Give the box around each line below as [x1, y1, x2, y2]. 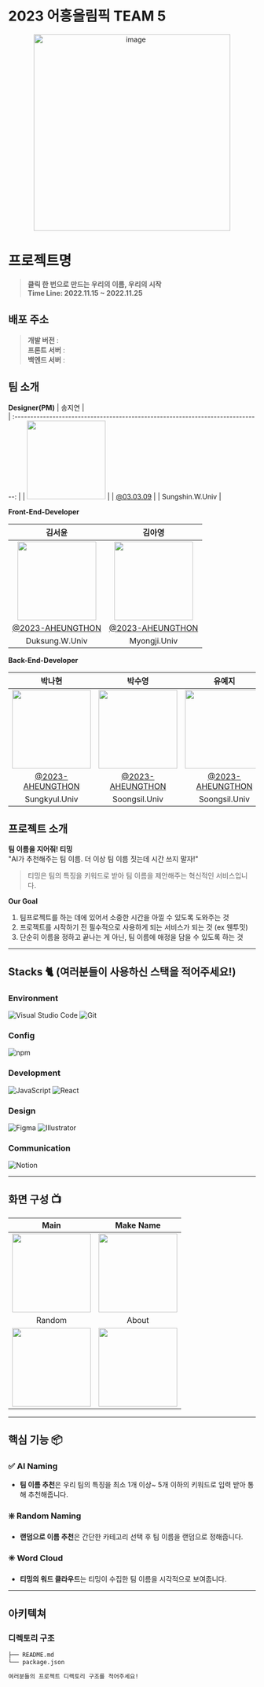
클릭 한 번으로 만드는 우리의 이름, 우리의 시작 [27, 279, 162, 289]
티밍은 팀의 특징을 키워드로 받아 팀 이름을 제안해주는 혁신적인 [27, 871, 214, 881]
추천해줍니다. [27, 1490, 68, 1499]
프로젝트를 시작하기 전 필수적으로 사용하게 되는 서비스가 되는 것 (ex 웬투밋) [19, 923, 249, 932]
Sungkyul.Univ [24, 794, 79, 805]
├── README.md [8, 1651, 55, 1659]
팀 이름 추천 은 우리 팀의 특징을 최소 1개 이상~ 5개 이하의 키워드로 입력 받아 [19, 1479, 246, 1489]
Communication [8, 1142, 71, 1153]
